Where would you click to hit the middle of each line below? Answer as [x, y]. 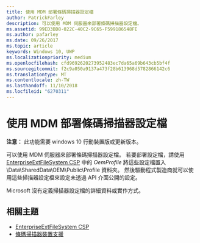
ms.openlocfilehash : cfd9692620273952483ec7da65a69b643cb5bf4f [88, 63]
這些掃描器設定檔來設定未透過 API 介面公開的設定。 [76, 177]
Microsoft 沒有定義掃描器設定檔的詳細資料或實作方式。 [75, 190]
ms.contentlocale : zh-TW [38, 80]
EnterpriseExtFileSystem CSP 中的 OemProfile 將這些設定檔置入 [86, 162]
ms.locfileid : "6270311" [38, 92]
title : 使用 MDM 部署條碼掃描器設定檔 [50, 12]
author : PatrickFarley [35, 18]
